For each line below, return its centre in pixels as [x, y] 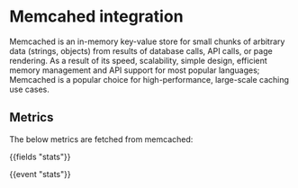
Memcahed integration [96, 17]
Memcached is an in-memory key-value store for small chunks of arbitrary [147, 41]
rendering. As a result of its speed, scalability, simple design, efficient [138, 60]
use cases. [29, 89]
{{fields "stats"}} [40, 157]
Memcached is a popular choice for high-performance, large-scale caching [149, 79]
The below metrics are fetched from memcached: [101, 139]
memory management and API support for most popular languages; [135, 70]
